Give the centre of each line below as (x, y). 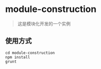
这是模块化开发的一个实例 (44, 23)
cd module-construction (30, 53)
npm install (18, 57)
